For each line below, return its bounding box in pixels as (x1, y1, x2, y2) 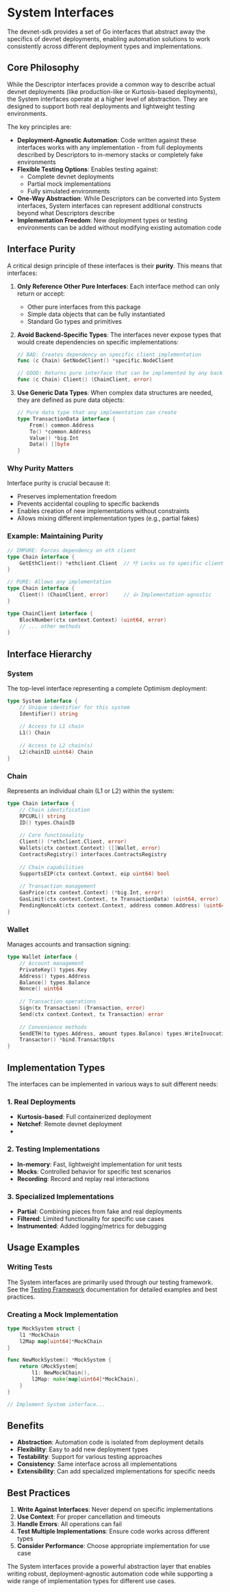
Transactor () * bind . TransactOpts (19, 1036, 115, 1043)
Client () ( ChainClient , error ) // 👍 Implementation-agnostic (19, 591, 212, 598)
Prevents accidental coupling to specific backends (16, 499, 159, 508)
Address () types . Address (19, 973, 90, 979)
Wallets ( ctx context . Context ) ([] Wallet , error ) (19, 845, 161, 852)
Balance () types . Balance (19, 979, 90, 986)
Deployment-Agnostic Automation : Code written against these (16, 136, 197, 144)
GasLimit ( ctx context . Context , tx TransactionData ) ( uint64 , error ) (19, 896, 219, 903)
